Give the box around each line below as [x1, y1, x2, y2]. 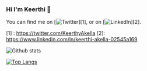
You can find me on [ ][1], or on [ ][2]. [6, 19, 142, 26]
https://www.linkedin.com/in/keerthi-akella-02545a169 [6, 36, 138, 43]
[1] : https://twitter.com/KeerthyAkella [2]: [6, 30, 106, 37]
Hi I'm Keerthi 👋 [6, 5, 51, 13]
